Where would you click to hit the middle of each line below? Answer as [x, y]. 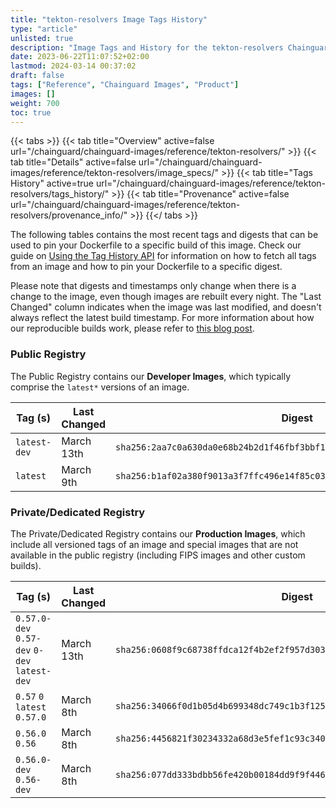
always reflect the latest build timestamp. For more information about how [162, 318]
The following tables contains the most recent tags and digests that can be [164, 235]
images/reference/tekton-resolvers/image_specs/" [114, 173]
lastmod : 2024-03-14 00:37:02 [73, 66]
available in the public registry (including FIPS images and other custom [158, 555]
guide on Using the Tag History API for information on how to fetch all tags [163, 256]
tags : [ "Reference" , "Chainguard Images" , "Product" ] [125, 85]
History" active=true [52, 183]
